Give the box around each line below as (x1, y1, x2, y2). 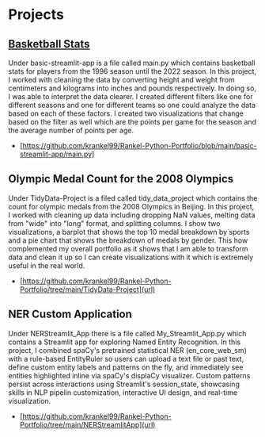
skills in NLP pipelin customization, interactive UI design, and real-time (8, 387, 238, 397)
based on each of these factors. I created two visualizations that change (8, 109, 244, 118)
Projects (8, 6, 65, 24)
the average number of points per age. (8, 125, 134, 135)
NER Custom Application (8, 308, 133, 321)
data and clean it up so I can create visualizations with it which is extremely (8, 252, 254, 262)
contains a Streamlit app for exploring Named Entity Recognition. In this (8, 337, 241, 347)
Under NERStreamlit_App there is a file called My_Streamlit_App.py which (8, 328, 247, 338)
